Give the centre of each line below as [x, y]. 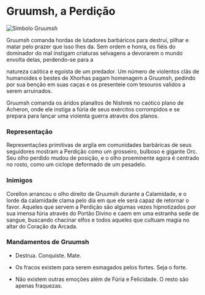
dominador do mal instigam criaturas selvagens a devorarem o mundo [95, 53]
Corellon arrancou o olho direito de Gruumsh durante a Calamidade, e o [96, 193]
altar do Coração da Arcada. [42, 226]
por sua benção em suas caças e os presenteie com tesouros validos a [96, 84]
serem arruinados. [29, 91]
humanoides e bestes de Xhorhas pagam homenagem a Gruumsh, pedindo [101, 78]
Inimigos [20, 181]
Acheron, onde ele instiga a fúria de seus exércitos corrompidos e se [93, 109]
